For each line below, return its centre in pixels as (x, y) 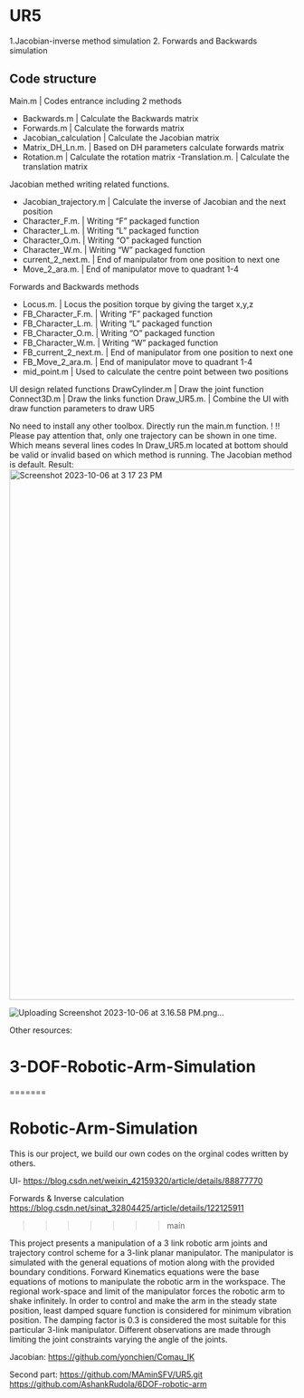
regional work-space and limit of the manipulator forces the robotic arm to (147, 1291)
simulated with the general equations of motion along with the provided (142, 1262)
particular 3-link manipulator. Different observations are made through (140, 1329)
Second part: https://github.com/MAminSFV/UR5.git (106, 1374)
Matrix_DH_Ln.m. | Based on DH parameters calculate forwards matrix (153, 147)
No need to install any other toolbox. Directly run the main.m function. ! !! (145, 426)
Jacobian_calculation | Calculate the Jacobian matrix (121, 138)
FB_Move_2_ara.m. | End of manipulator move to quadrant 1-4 (138, 362)
